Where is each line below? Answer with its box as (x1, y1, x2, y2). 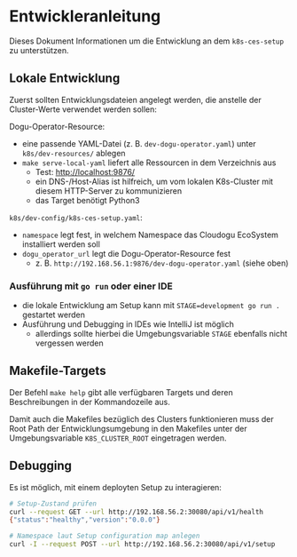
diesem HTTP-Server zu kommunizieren (35, 185, 183, 196)
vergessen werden (35, 338, 104, 348)
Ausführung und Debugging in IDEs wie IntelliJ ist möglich (21, 319, 235, 330)
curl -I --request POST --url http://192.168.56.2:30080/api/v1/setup (9, 540, 276, 549)
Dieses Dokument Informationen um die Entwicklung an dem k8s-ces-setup (9, 36, 285, 46)
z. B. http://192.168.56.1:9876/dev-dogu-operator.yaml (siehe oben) (35, 258, 289, 268)
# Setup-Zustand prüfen (9, 499, 98, 508)
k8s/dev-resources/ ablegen (21, 147, 126, 158)
